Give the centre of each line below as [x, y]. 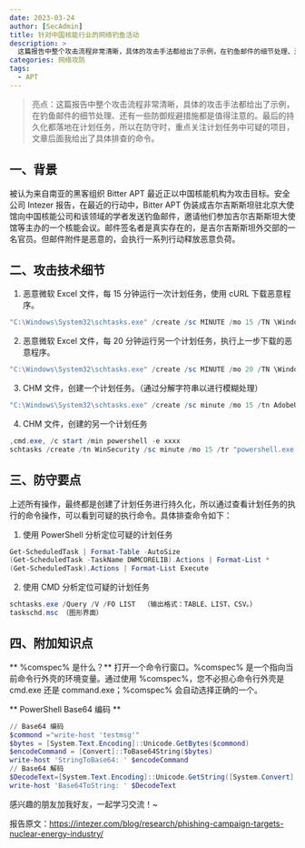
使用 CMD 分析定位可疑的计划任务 [86, 587]
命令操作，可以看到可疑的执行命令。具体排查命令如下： [128, 515]
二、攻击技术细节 [57, 270]
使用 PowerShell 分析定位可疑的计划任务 [98, 534]
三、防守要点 [45, 480]
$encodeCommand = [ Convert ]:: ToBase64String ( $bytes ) [111, 752]
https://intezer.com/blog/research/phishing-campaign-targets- [167, 823]
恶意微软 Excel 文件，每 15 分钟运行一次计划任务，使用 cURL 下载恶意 [153, 294]
